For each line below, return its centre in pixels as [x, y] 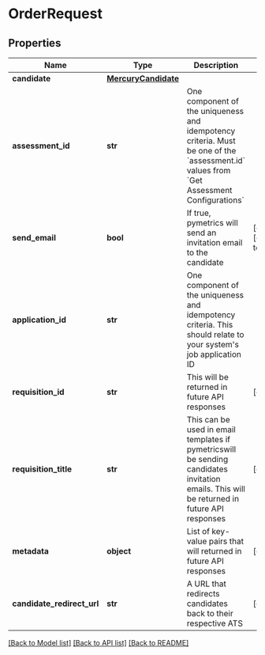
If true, [199, 213]
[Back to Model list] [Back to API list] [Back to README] [99, 643]
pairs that [226, 541]
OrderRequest [55, 14]
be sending [207, 459]
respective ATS [215, 623]
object [119, 551]
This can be [208, 420]
